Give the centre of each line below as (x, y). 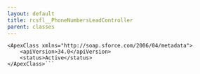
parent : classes (31, 27)
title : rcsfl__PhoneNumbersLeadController (70, 20)
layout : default (31, 14)
